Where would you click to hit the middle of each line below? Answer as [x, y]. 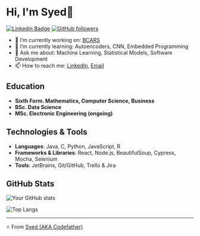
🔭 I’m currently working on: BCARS [57, 40]
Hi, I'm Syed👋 [40, 12]
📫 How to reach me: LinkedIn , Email [59, 65]
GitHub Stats [30, 184]
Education [26, 86]
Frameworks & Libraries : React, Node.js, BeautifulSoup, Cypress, [95, 152]
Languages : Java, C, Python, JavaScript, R [68, 146]
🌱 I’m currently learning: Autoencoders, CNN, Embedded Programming [101, 46]
